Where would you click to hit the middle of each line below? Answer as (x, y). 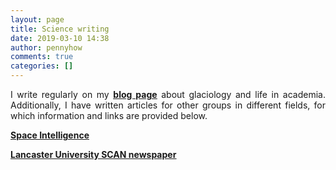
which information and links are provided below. (109, 115)
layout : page (37, 19)
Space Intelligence (50, 135)
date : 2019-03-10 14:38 (60, 38)
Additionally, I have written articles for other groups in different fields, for (168, 105)
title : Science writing (60, 29)
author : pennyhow (46, 47)
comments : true (42, 57)
